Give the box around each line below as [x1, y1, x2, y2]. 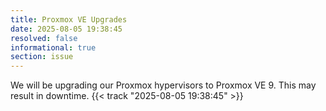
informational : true [10, 42, 97, 53]
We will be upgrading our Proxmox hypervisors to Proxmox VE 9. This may [10, 79, 317, 91]
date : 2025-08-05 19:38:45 [10, 24, 123, 34]
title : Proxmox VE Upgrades [10, 14, 128, 25]
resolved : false [10, 33, 78, 43]
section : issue [10, 52, 74, 62]
